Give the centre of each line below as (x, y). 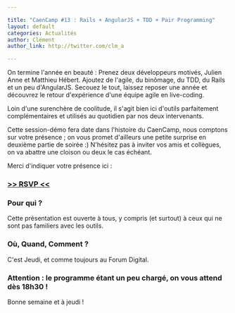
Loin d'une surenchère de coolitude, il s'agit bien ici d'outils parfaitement (113, 109)
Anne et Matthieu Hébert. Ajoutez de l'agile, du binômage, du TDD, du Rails (116, 80)
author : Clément (31, 39)
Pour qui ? (25, 203)
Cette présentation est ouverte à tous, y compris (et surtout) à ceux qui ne (115, 219)
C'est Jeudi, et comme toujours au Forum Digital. (78, 259)
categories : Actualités (42, 33)
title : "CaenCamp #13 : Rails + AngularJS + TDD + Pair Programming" (112, 20)
